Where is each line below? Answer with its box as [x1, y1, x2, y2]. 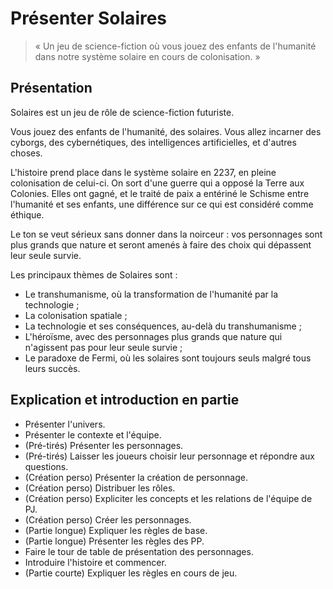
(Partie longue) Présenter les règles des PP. [24, 535, 205, 547]
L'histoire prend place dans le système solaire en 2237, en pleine [10, 166, 277, 178]
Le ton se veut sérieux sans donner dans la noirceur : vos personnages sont [10, 228, 323, 240]
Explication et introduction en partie [10, 392, 240, 409]
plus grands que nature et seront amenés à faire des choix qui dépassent [10, 238, 312, 251]
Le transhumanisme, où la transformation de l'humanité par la [24, 288, 279, 300]
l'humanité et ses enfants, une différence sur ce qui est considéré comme [10, 198, 314, 210]
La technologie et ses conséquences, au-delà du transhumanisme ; [24, 320, 302, 332]
